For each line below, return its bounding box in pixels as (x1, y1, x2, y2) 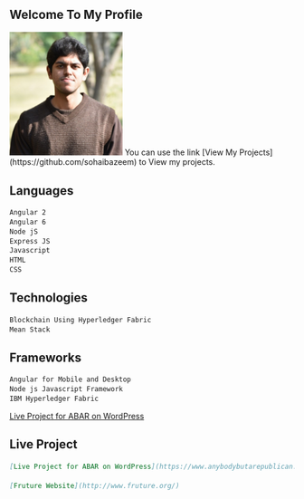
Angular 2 (9, 207, 47, 216)
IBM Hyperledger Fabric (9, 394, 100, 404)
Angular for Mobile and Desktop (9, 375, 131, 384)
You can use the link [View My (124, 147, 238, 158)
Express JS (9, 236, 51, 245)
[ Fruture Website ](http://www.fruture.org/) (9, 481, 180, 490)
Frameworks (9, 350, 82, 366)
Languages (9, 183, 74, 198)
